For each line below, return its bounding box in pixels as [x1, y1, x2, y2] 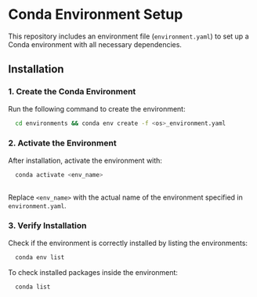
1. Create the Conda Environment [8, 86, 136, 97]
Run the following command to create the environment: [8, 104, 186, 113]
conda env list [15, 253, 65, 261]
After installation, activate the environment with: [8, 156, 163, 165]
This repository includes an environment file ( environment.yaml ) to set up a [8, 31, 249, 41]
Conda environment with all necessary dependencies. [8, 39, 183, 49]
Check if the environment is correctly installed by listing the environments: [8, 238, 248, 247]
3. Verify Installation [8, 220, 87, 231]
